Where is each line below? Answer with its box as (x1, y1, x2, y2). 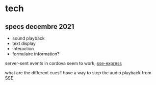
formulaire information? (12, 51, 60, 57)
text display (12, 41, 36, 46)
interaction (12, 46, 34, 51)
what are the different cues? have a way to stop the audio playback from (5, 70, 152, 76)
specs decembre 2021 (5, 22, 75, 31)
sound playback (12, 35, 45, 41)
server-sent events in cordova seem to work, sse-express (5, 61, 122, 66)
